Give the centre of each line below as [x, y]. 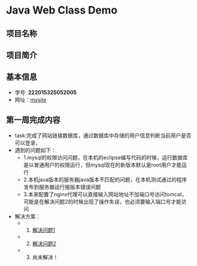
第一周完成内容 [33, 120]
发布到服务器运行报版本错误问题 [62, 187]
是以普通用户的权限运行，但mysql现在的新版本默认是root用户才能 [103, 165]
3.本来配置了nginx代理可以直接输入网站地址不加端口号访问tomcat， [105, 194]
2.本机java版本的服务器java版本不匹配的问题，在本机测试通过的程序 [105, 179]
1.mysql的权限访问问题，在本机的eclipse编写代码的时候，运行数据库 [106, 157]
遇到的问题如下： [35, 150]
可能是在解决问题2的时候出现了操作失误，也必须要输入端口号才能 [102, 201]
